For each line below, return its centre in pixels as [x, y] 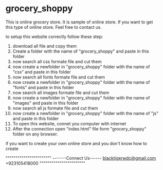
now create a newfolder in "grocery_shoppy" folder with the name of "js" [85, 113]
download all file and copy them [45, 46]
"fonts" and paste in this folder [43, 87]
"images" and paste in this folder [45, 103]
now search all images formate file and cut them [61, 93]
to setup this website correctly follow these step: [54, 37]
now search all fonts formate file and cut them [59, 77]
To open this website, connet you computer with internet [69, 123]
